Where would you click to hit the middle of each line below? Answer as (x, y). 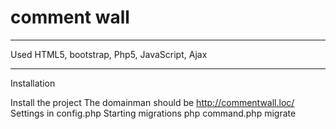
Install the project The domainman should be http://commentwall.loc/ (152, 102)
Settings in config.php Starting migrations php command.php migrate (153, 113)
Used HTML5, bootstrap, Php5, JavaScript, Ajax (109, 54)
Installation (33, 83)
